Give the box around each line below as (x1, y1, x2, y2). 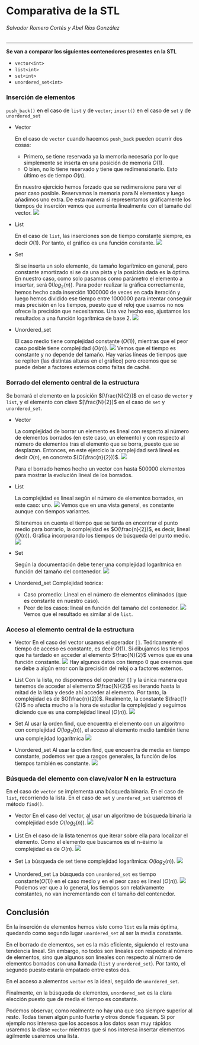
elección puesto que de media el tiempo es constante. (6, 995, 139, 1002)
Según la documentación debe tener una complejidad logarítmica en (14, 561, 182, 568)
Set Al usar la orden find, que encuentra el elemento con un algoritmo (14, 720, 185, 728)
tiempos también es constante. (14, 760, 91, 767)
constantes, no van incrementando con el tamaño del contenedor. (14, 890, 176, 897)
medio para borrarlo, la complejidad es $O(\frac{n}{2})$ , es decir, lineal (14, 525, 190, 532)
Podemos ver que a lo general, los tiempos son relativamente (14, 884, 165, 891)
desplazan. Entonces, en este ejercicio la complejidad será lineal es (14, 446, 179, 453)
